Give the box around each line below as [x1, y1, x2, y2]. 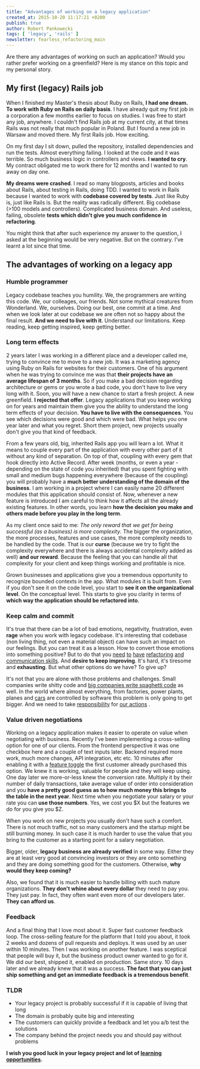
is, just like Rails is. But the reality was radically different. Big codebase [6, 198, 181, 206]
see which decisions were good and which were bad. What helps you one [6, 415, 188, 423]
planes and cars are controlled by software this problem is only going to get [6, 694, 192, 701]
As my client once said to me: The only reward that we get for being [6, 521, 173, 528]
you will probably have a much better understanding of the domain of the [6, 478, 190, 485]
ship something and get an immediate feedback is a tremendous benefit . [6, 971, 190, 978]
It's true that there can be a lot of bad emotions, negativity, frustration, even [6, 625, 193, 633]
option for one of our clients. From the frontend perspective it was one [6, 742, 179, 749]
